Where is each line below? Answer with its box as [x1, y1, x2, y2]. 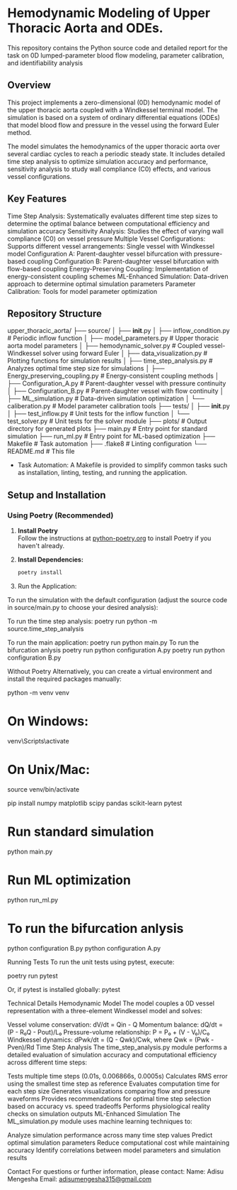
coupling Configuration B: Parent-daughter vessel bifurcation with [27, 257, 219, 266]
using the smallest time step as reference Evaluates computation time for [7, 1079, 220, 1088]
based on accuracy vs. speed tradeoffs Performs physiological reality [7, 1102, 210, 1110]
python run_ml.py [7, 895, 59, 904]
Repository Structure [7, 307, 103, 320]
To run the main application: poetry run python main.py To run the [7, 638, 200, 647]
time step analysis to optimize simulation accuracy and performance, [7, 157, 209, 165]
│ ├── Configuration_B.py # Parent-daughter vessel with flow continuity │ [7, 387, 224, 395]
